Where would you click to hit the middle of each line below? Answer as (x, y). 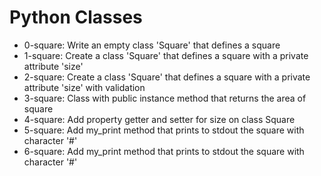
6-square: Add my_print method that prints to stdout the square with (164, 151)
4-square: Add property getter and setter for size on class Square (159, 119)
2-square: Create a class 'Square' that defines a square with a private (167, 77)
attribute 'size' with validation (84, 87)
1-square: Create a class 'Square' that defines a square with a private (166, 55)
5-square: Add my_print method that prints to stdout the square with (164, 130)
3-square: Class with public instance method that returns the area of (165, 98)
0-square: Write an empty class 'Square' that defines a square (152, 45)
